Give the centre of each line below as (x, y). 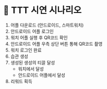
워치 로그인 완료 (26, 50)
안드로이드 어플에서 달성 (42, 75)
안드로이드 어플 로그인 (32, 31)
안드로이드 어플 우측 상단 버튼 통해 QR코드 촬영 (56, 43)
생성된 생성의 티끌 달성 (33, 62)
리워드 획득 (21, 81)
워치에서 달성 (31, 68)
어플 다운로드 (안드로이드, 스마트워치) (47, 25)
